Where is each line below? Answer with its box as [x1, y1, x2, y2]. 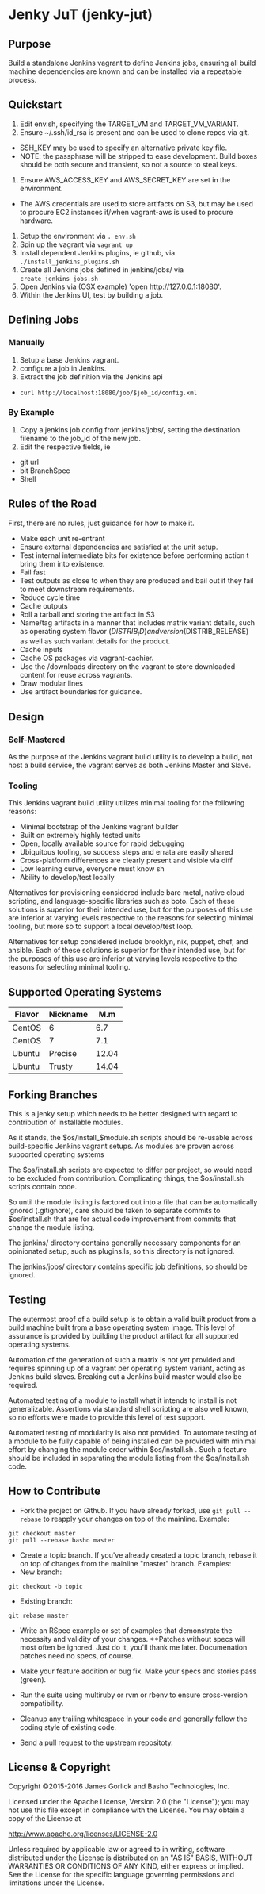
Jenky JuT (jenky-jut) [8, 6, 153, 24]
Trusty [48, 1061, 74, 1072]
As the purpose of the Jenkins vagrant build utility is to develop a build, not [8, 752, 253, 762]
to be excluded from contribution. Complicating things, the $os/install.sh [8, 1174, 244, 1183]
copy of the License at [8, 1814, 81, 1823]
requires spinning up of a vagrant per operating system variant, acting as [8, 1363, 246, 1373]
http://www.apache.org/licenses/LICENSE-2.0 [8, 1829, 158, 1838]
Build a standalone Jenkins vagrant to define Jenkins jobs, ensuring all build [8, 58, 256, 67]
